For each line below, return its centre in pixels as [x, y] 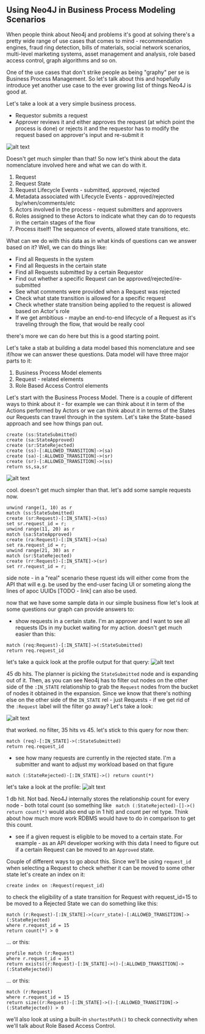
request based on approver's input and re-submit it [79, 135]
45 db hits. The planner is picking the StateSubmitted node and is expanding [102, 674]
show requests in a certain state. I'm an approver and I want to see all [103, 621]
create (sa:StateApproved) [41, 440]
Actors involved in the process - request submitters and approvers [99, 209]
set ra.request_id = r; [37, 545]
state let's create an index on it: [46, 874]
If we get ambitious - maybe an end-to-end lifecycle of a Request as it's [106, 317]
